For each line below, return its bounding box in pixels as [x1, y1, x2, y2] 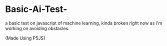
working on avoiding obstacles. [5, 25, 70, 31]
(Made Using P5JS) [5, 35, 45, 41]
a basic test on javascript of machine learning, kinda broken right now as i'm [5, 20, 162, 26]
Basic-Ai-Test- [5, 3, 67, 15]
